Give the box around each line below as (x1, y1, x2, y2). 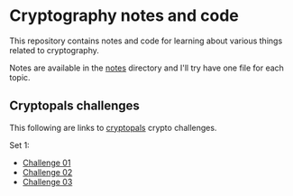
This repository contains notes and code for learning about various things (9, 35, 283, 46)
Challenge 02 (22, 166, 73, 177)
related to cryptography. (9, 44, 99, 55)
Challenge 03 (22, 176, 73, 187)
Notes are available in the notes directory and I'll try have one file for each (9, 62, 284, 73)
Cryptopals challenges (9, 98, 140, 114)
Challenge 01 (22, 157, 71, 168)
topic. (9, 71, 31, 82)
